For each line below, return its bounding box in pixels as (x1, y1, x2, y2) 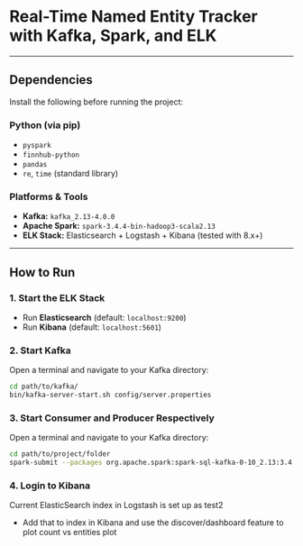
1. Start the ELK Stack (9, 291, 106, 304)
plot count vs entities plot (22, 527, 117, 538)
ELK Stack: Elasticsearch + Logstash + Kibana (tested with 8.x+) (22, 230, 263, 241)
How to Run (9, 264, 76, 280)
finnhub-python (22, 150, 80, 159)
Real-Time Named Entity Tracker (9, 6, 259, 27)
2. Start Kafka (9, 344, 72, 357)
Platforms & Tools (9, 190, 88, 203)
